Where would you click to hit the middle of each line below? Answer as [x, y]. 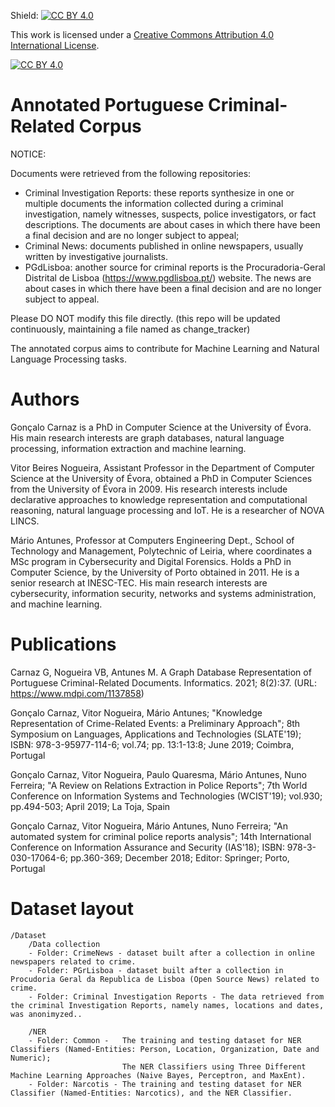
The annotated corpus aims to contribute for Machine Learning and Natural [165, 348]
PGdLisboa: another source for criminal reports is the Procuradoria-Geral [175, 267]
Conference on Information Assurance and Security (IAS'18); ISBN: [147, 847]
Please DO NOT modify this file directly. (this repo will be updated [145, 318]
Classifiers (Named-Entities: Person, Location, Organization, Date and [165, 1049]
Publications [63, 644]
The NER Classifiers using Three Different [214, 1066]
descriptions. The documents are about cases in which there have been [172, 224]
